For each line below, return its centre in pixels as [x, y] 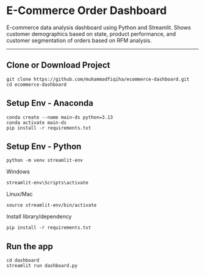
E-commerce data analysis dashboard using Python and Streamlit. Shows [99, 27]
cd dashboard [23, 260]
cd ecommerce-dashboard [37, 85]
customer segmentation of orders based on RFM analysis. [79, 40]
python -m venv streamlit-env [45, 161]
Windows [18, 172]
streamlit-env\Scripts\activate [47, 183]
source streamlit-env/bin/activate [52, 205]
